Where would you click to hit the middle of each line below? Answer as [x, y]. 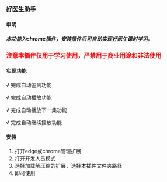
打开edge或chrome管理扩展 [48, 151]
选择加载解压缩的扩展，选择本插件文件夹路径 [68, 166]
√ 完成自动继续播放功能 [34, 122]
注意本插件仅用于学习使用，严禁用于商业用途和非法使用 [84, 56]
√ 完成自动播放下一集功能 [36, 110]
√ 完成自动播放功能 [29, 97]
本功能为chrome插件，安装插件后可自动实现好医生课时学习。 [79, 39]
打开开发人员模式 [35, 158]
